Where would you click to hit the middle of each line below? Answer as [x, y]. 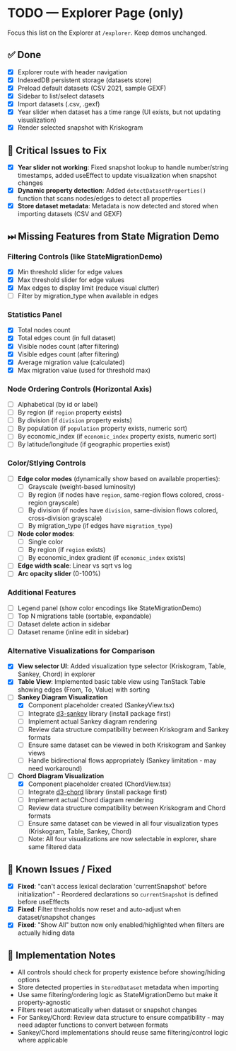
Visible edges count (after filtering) [68, 354]
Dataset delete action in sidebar [64, 624]
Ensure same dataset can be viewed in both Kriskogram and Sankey [127, 745]
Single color [46, 542]
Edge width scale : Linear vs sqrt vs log [75, 566]
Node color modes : [46, 534]
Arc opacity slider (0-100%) [59, 574]
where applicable [43, 1040]
